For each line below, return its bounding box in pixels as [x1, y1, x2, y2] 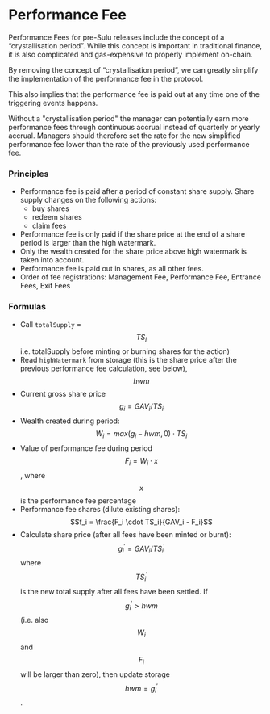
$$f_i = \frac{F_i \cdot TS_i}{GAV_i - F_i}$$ [69, 517, 214, 527]
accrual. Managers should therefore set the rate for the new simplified [8, 131, 241, 141]
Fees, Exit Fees [19, 281, 71, 291]
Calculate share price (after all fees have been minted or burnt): [19, 529, 231, 539]
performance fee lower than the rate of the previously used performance [8, 139, 250, 149]
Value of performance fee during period [19, 443, 153, 453]
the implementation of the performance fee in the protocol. [8, 73, 204, 83]
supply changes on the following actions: [19, 195, 157, 205]
